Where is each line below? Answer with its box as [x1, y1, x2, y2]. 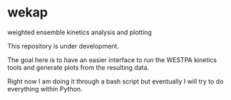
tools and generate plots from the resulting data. [7, 63, 150, 71]
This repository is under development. [7, 41, 120, 50]
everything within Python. [7, 84, 83, 93]
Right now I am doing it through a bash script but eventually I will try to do [7, 76, 224, 86]
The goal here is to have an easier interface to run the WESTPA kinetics [7, 55, 217, 64]
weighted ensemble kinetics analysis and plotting [7, 28, 152, 36]
